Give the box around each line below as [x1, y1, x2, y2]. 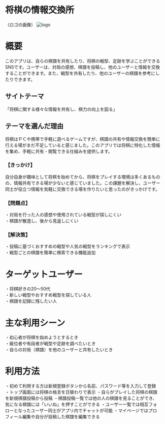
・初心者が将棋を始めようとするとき [5, 334, 79, 340]
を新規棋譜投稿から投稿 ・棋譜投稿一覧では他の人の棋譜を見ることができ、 [5, 395, 157, 401]
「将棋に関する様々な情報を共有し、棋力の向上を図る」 [5, 106, 117, 112]
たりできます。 [5, 76, 35, 82]
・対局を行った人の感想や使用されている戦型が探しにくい [5, 212, 122, 218]
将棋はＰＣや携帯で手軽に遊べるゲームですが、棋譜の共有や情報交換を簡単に [5, 136, 161, 142]
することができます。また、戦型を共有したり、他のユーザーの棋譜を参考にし [5, 70, 160, 76]
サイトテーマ [5, 92, 44, 101]
